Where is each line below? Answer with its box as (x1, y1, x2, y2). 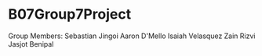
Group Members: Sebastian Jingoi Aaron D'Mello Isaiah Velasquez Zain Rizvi (8, 31, 256, 40)
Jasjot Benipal (8, 39, 54, 48)
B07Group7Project (8, 5, 132, 23)
